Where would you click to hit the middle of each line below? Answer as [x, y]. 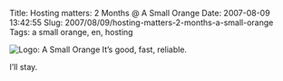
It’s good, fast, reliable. [145, 49]
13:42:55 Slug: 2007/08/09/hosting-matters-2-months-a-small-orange [141, 22]
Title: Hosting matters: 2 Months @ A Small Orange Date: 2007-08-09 [140, 13]
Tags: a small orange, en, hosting [71, 32]
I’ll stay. [24, 67]
